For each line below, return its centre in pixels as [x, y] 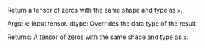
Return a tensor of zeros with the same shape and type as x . [95, 10]
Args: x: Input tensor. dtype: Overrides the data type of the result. [102, 23]
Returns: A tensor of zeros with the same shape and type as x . [98, 37]
